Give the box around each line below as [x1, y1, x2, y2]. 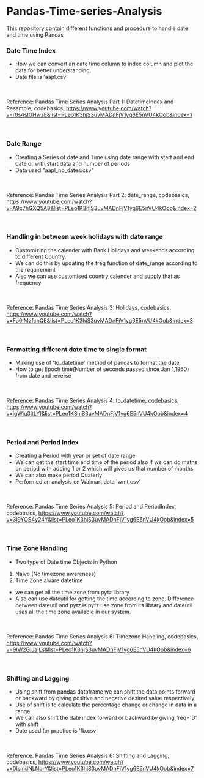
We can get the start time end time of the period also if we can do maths [15, 458, 198, 466]
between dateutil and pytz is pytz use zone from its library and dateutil [15, 601, 193, 608]
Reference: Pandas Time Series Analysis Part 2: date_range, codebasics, [6, 191, 190, 198]
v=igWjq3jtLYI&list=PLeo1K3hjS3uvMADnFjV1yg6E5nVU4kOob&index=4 [6, 410, 188, 417]
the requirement [15, 266, 56, 273]
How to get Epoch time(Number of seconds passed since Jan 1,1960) [15, 365, 189, 373]
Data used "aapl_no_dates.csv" [15, 166, 94, 174]
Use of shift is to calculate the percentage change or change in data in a [15, 701, 197, 708]
